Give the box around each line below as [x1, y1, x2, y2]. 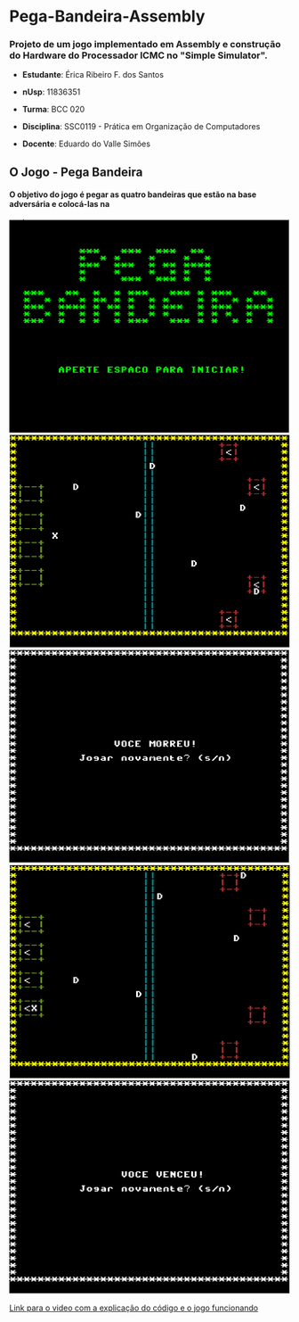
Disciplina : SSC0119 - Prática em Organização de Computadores [21, 121, 261, 132]
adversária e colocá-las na [9, 199, 110, 210]
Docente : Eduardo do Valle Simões [21, 138, 151, 149]
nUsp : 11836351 [21, 87, 81, 97]
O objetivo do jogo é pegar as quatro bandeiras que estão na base [9, 189, 257, 200]
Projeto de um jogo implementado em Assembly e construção [9, 38, 281, 51]
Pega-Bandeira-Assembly [9, 6, 206, 27]
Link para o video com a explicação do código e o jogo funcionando [9, 1302, 259, 1313]
